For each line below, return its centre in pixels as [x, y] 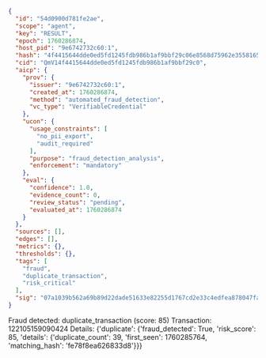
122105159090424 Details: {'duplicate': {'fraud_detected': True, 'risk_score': [132, 329]
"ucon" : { [39, 122]
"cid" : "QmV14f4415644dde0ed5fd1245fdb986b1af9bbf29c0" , [111, 63]
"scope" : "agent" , [46, 26]
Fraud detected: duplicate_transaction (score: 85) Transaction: [110, 320]
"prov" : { [39, 77]
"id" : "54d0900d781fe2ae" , [60, 19]
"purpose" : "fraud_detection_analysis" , [97, 158]
